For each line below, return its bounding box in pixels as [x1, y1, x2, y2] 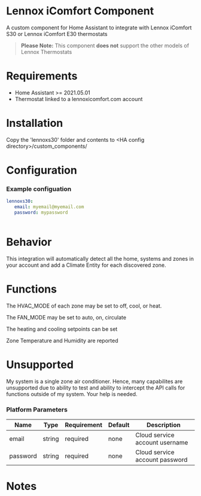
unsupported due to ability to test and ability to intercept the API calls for [6, 384, 185, 391]
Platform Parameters [6, 405, 68, 413]
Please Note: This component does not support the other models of [20, 42, 190, 49]
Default [108, 421, 130, 429]
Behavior [6, 235, 52, 249]
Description [146, 421, 181, 429]
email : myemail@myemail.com [14, 204, 84, 210]
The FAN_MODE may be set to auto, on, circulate [6, 314, 127, 321]
